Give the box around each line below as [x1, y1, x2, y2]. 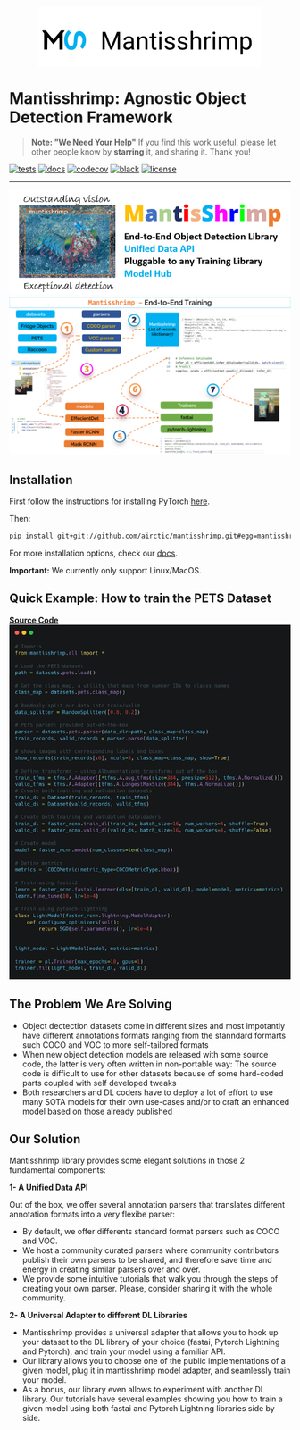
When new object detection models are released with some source [21, 1049, 269, 1059]
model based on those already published [21, 1106, 172, 1116]
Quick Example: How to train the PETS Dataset [9, 591, 272, 606]
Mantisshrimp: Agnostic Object [9, 88, 247, 109]
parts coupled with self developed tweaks [21, 1077, 177, 1088]
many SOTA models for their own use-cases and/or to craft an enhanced [21, 1096, 290, 1107]
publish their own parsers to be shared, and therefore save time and [21, 1255, 272, 1266]
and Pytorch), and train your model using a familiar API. [21, 1346, 226, 1357]
